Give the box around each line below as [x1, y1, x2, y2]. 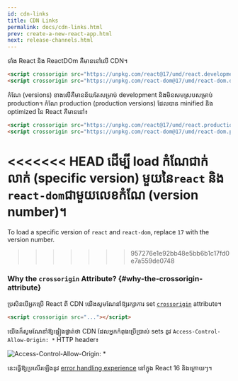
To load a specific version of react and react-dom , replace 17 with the [7, 227, 210, 236]
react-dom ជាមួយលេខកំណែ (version [7, 187, 199, 203]
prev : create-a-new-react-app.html [7, 30, 113, 38]
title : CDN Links [7, 17, 59, 24]
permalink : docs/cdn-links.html [7, 23, 103, 30]
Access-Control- [172, 328, 221, 335]
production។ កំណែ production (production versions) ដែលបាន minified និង [7, 98, 214, 107]
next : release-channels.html [7, 37, 93, 44]
